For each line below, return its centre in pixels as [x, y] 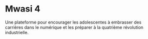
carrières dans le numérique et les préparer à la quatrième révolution [74, 27]
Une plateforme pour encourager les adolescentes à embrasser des [73, 22]
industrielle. [17, 32]
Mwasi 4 [23, 9]
